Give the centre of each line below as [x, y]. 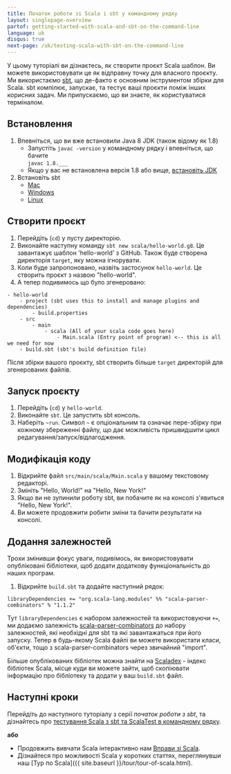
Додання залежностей [59, 542]
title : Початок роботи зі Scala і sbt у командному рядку [92, 13]
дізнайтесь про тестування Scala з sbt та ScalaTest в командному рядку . [114, 721]
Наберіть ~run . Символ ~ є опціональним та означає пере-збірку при [119, 422]
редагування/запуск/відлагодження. [71, 438]
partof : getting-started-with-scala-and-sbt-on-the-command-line [103, 26]
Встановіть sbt [39, 177]
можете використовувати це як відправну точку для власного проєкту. [112, 73]
